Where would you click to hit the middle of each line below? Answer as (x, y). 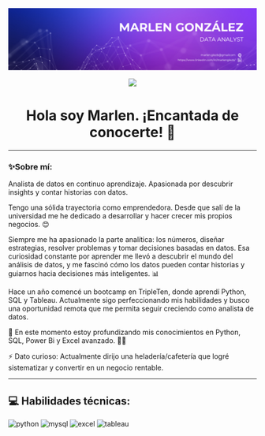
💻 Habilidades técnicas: (69, 401)
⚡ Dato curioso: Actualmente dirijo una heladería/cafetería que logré (119, 356)
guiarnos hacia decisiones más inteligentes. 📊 (84, 274)
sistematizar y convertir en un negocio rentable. (86, 368)
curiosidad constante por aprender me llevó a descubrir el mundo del (121, 256)
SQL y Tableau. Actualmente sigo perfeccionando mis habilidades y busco (129, 300)
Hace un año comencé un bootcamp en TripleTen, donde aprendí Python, (127, 292)
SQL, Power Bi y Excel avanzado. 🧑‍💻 (67, 341)
